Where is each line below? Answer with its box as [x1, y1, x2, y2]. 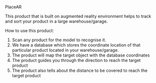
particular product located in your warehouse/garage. [12, 47, 119, 53]
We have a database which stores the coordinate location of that [12, 42, 141, 47]
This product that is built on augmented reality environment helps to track [5, 13, 151, 19]
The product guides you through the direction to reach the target [12, 58, 141, 63]
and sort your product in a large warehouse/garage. [5, 19, 108, 24]
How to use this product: [5, 28, 54, 33]
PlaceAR [5, 4, 22, 10]
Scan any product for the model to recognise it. [12, 37, 106, 43]
